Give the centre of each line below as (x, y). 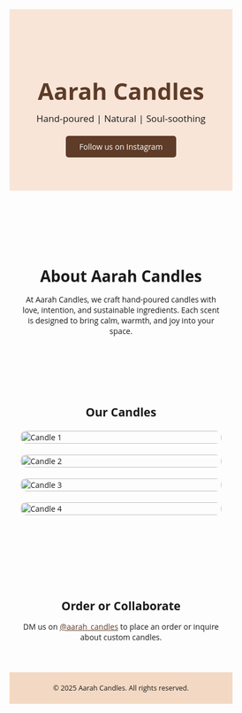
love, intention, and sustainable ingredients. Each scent (121, 310)
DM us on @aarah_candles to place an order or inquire (121, 626)
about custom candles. (121, 637)
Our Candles (121, 412)
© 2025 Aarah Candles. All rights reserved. (121, 688)
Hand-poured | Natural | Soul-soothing (121, 118)
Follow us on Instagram (121, 147)
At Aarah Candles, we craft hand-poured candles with (121, 299)
